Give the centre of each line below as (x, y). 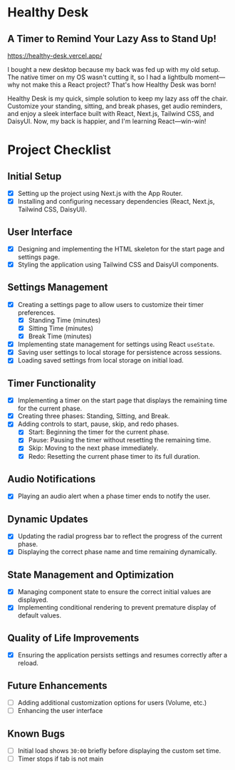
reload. (28, 663)
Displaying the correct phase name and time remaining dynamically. (117, 552)
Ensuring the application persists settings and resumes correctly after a (122, 655)
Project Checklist (59, 150)
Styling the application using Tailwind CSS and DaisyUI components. (118, 265)
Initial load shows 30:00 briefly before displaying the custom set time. (119, 750)
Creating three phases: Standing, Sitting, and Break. (94, 416)
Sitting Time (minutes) (61, 328)
